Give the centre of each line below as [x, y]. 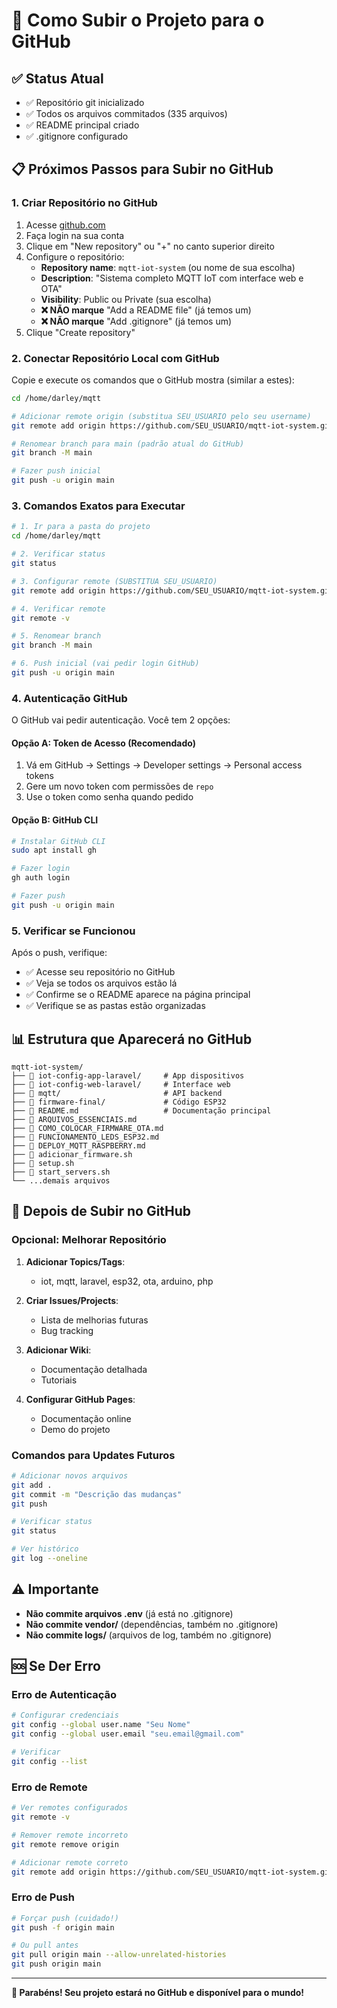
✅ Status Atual [57, 78]
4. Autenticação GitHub [69, 698]
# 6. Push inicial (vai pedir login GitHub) [105, 664]
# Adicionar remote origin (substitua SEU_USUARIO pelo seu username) [161, 416]
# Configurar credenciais [65, 1715]
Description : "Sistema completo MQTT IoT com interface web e [172, 278]
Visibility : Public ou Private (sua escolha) [126, 299]
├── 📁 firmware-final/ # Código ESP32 [119, 1102]
